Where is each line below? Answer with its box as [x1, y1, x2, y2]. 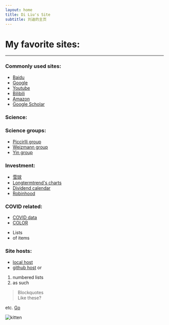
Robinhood [12, 190, 35, 197]
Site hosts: [5, 248, 32, 255]
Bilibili [12, 90, 25, 96]
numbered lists [12, 274, 44, 280]
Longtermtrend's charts [12, 180, 62, 186]
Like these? [17, 295, 42, 301]
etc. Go [5, 304, 21, 310]
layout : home [5, 7, 33, 13]
